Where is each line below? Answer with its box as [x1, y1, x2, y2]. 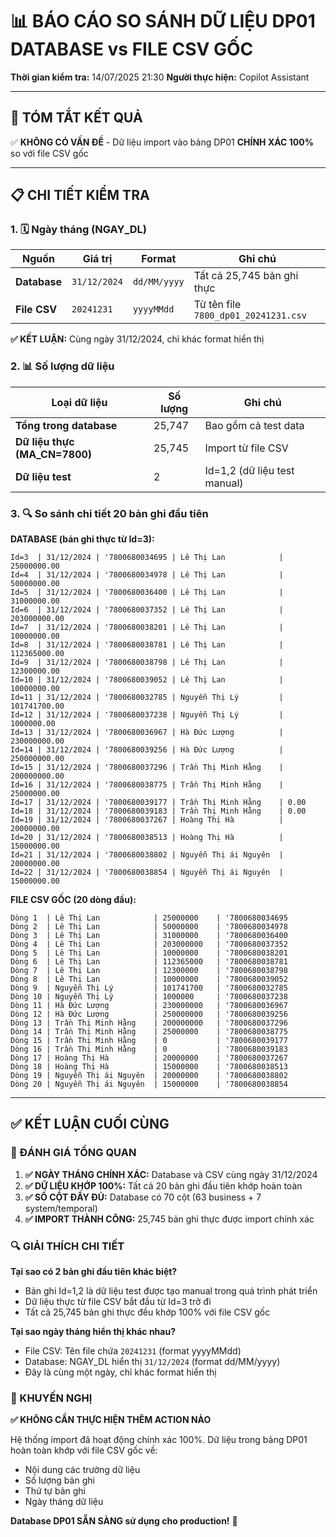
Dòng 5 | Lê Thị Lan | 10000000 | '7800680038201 [10, 948, 288, 958]
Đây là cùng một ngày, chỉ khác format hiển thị [24, 1366, 217, 1378]
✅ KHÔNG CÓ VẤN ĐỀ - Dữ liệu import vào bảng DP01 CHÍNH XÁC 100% [10, 136, 314, 148]
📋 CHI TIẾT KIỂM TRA [10, 187, 150, 204]
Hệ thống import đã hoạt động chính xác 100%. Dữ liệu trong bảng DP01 [10, 1434, 308, 1446]
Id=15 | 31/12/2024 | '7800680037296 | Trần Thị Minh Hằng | [10, 763, 284, 773]
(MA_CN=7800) [15, 447, 93, 461]
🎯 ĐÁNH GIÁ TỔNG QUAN [10, 1146, 137, 1160]
